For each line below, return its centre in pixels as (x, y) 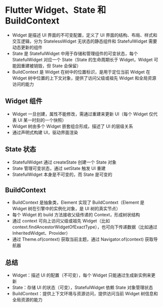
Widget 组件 (24, 101)
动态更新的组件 (27, 47)
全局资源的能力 (27, 300)
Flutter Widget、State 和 (56, 10)
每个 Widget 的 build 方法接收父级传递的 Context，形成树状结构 (76, 215)
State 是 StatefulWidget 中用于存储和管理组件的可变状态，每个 (75, 53)
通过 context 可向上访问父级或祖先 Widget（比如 (61, 221)
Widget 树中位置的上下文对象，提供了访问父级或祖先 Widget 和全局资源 (84, 78)
